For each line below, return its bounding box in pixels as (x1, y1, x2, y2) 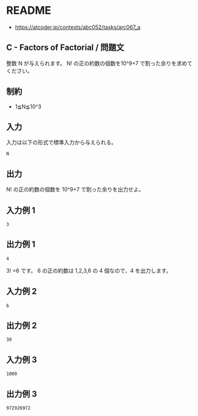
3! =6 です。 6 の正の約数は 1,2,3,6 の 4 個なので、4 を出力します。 (6, 267, 172, 274)
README (6, 4, 52, 17)
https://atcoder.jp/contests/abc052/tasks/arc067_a (14, 23, 141, 31)
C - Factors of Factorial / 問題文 (6, 43, 124, 53)
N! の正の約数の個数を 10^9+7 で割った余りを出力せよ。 (6, 186, 145, 193)
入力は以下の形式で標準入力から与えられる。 (6, 139, 117, 146)
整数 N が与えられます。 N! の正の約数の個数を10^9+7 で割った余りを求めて (6, 60, 193, 67)
